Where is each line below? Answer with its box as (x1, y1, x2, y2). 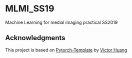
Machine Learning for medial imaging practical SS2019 (5, 19, 118, 25)
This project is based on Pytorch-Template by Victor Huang (5, 47, 127, 53)
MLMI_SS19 (5, 3, 54, 14)
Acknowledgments (5, 34, 66, 42)
